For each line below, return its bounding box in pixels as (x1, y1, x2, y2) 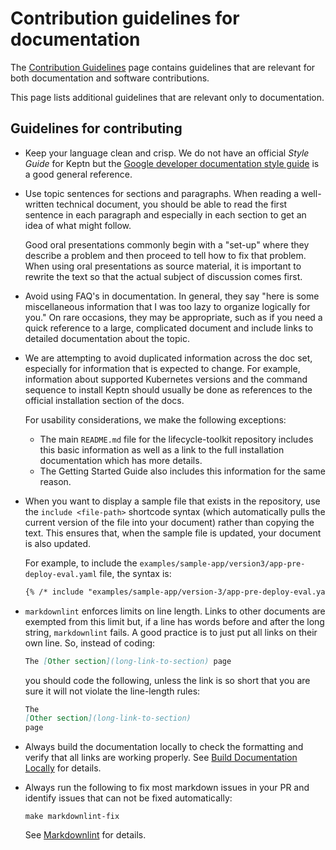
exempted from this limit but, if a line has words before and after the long (24, 615, 325, 627)
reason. (39, 475, 72, 487)
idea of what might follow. (24, 219, 132, 231)
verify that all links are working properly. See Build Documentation (24, 752, 298, 764)
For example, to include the (24, 557, 138, 569)
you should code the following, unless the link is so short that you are (24, 674, 311, 686)
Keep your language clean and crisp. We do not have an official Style (24, 147, 310, 159)
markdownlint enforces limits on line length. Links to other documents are (24, 605, 326, 617)
